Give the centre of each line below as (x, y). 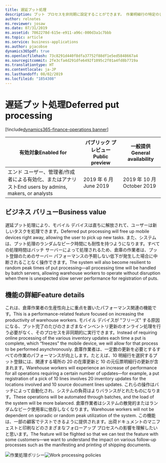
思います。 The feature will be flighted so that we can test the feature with (84, 434)
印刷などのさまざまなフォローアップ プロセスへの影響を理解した (88, 428)
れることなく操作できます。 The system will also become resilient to (82, 262)
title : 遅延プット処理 (26, 10)
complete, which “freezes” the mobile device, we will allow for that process (82, 343)
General (141, 153)
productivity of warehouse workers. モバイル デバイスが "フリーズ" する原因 (83, 320)
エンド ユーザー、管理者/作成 (41, 172)
